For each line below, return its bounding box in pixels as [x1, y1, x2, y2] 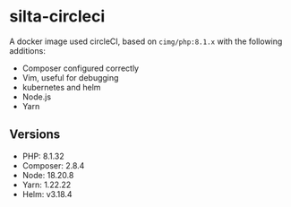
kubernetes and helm [21, 82, 101, 92]
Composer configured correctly [21, 63, 140, 73]
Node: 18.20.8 [21, 169, 74, 180]
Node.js [21, 91, 52, 102]
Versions [9, 127, 61, 142]
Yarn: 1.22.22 [21, 179, 72, 190]
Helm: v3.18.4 [21, 188, 73, 199]
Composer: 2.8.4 [21, 160, 85, 171]
